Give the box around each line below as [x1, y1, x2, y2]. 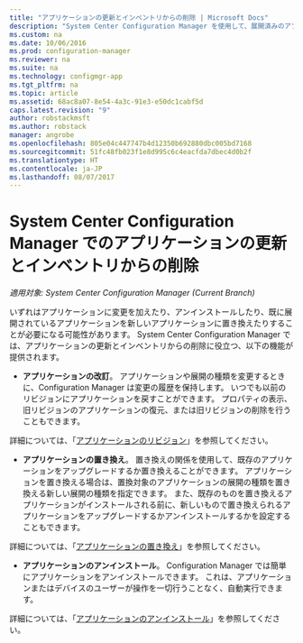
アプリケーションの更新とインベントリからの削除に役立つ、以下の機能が [24, 340, 294, 352]
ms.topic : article [9, 88, 78, 97]
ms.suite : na [9, 64, 59, 73]
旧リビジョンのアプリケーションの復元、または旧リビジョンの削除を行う [22, 405, 291, 416]
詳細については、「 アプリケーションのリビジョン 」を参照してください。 [9, 435, 273, 446]
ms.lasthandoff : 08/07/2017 [9, 172, 115, 181]
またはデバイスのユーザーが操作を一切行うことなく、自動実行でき [30, 583, 275, 593]
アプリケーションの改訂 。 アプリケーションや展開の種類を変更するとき [22, 371, 286, 381]
